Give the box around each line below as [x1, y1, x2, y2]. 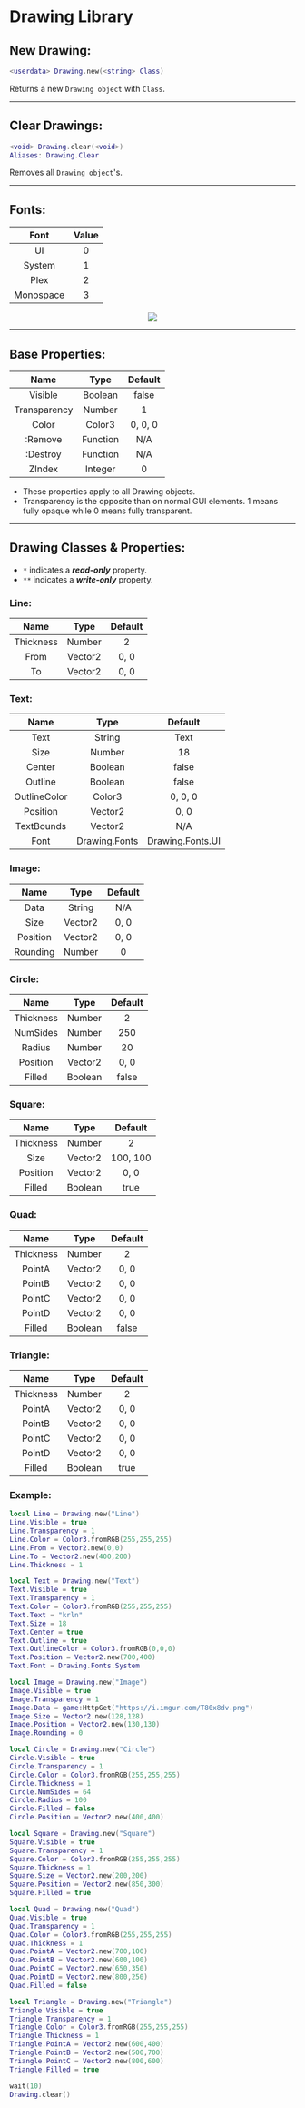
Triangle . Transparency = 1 [9, 2014, 112, 2023]
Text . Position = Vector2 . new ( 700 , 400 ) [9, 1653, 156, 1662]
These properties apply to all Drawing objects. [22, 486, 196, 497]
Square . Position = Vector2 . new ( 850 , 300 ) [9, 1880, 165, 1890]
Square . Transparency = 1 [9, 1846, 103, 1855]
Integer [84, 462, 116, 475]
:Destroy [25, 448, 62, 461]
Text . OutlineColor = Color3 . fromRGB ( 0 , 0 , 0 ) [9, 1645, 177, 1654]
